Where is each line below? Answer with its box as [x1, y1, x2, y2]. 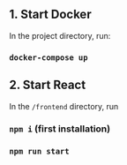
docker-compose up [9, 52, 88, 63]
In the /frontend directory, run [9, 101, 119, 111]
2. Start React [9, 78, 86, 93]
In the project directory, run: [9, 30, 111, 41]
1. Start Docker [9, 7, 92, 22]
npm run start [9, 146, 70, 157]
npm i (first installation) [9, 123, 111, 135]
